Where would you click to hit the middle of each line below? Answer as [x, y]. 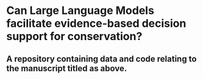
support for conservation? [74, 36]
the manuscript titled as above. [67, 68]
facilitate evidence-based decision [96, 23]
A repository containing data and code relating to [101, 59]
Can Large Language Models [80, 11]
